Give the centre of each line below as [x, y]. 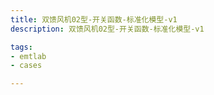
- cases [26, 66]
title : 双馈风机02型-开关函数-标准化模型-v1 [94, 19]
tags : [21, 47]
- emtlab [28, 56]
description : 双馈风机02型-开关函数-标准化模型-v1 [107, 29]
